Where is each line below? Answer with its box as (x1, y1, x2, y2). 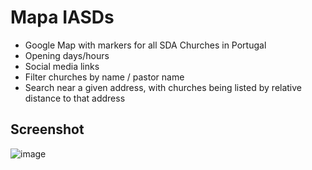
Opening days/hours (24, 49, 110, 61)
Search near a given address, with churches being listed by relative (24, 81, 303, 93)
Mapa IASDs (10, 6, 115, 29)
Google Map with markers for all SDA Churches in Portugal (24, 39, 267, 51)
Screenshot (10, 121, 85, 138)
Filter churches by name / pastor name (24, 71, 185, 83)
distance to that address (24, 92, 126, 104)
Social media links (24, 60, 100, 72)
